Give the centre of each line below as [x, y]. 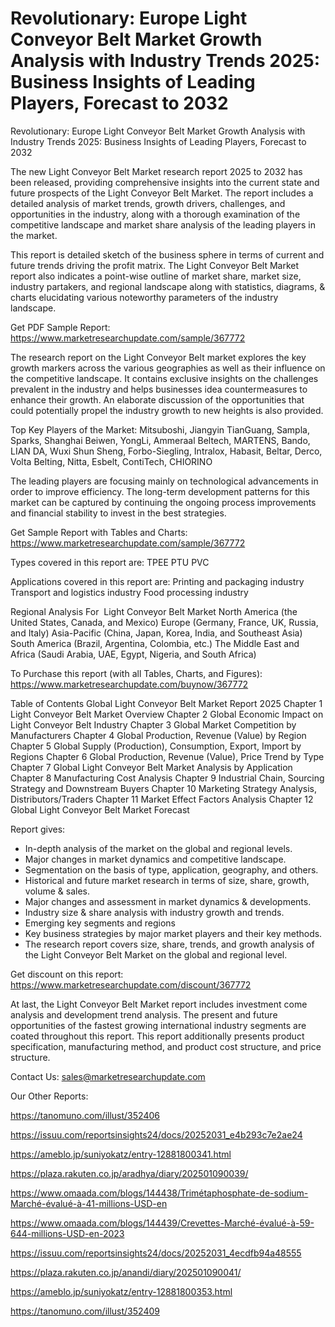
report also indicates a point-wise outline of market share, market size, [156, 276]
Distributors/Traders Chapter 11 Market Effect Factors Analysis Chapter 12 [162, 799]
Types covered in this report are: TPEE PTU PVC [110, 562]
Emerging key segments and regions [100, 923]
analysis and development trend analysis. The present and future [144, 1014]
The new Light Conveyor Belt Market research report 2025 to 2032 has [156, 171]
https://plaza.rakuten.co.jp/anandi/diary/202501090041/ [126, 1272]
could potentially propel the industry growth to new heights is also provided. [167, 410]
